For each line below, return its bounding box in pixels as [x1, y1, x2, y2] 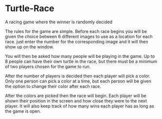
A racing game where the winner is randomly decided [5, 19, 113, 25]
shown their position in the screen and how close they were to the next [5, 98, 147, 103]
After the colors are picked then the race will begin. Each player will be [5, 93, 147, 99]
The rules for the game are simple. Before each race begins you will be [5, 28, 147, 34]
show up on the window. [5, 44, 54, 50]
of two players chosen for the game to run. [5, 64, 91, 69]
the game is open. [5, 108, 41, 114]
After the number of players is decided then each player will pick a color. [5, 73, 151, 79]
